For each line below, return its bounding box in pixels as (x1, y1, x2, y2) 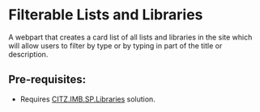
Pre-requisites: (8, 73, 87, 86)
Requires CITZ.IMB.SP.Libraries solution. (19, 94, 156, 104)
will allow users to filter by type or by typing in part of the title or (8, 40, 223, 50)
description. (8, 49, 49, 59)
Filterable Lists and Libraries (8, 6, 203, 24)
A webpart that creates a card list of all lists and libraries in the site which (8, 32, 253, 42)
